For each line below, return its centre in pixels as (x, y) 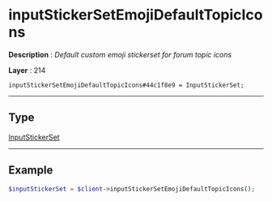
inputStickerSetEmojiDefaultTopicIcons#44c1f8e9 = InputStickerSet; (126, 85)
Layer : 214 (27, 70)
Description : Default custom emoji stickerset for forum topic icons (120, 54)
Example (31, 171)
